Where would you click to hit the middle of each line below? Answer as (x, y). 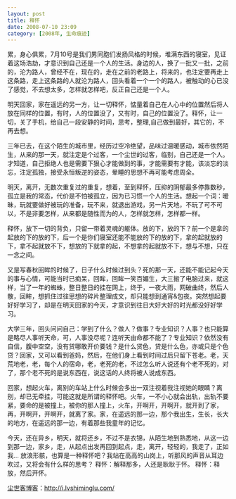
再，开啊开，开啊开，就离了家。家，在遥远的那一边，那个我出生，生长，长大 (118, 414)
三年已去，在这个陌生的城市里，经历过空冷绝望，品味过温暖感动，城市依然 (115, 146)
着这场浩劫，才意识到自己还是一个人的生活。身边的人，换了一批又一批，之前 (118, 63)
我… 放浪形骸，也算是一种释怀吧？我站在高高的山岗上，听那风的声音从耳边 (116, 455)
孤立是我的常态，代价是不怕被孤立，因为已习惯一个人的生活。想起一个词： (115, 196)
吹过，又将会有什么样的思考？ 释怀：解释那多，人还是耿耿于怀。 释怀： (111, 465)
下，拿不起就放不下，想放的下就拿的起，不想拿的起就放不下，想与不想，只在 (118, 246)
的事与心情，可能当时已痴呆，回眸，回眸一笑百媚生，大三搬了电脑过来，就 (115, 279)
